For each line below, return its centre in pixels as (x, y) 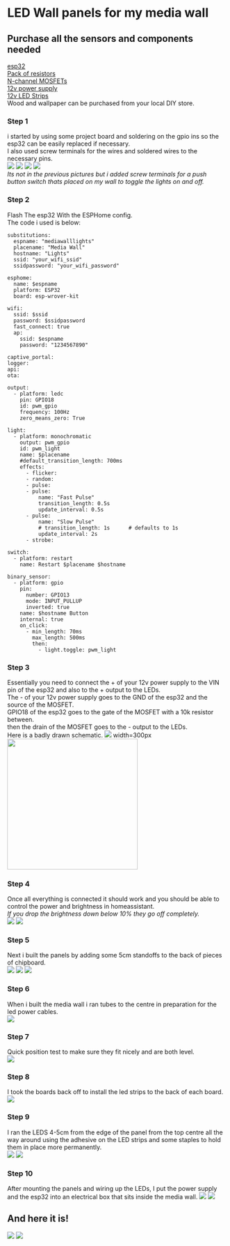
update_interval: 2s (68, 534)
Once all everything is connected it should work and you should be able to (114, 899)
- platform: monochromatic (52, 436)
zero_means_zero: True (52, 418)
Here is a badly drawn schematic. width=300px (79, 735)
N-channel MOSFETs (37, 81)
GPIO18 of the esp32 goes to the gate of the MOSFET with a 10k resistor (110, 712)
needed (24, 49)
